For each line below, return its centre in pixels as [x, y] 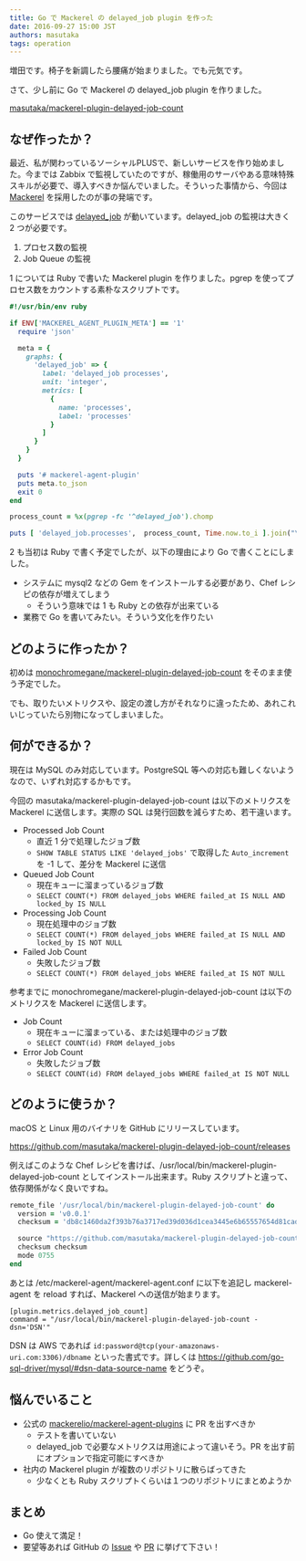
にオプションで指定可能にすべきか [100, 1458]
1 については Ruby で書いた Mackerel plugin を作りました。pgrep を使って [148, 278]
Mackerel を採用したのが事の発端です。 [83, 197]
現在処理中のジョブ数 [76, 924]
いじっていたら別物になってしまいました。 [89, 714]
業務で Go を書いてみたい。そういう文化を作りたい [118, 617]
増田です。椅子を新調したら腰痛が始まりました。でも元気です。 [128, 70]
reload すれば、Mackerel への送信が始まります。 [134, 1294]
